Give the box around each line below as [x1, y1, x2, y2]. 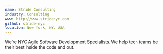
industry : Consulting [5, 12, 50, 17]
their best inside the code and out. [5, 44, 75, 50]
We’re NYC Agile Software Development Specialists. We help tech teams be [5, 39, 158, 45]
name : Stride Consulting [5, 7, 56, 12]
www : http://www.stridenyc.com [5, 16, 69, 21]
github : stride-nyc [5, 21, 45, 26]
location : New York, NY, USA [5, 26, 65, 30]
